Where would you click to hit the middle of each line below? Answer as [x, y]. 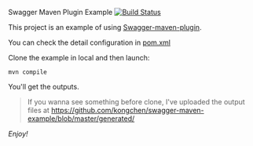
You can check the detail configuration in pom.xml [90, 42]
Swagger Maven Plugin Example [60, 12]
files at [38, 110]
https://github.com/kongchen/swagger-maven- [127, 110]
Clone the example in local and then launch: [79, 58]
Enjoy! [18, 134]
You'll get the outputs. [44, 87]
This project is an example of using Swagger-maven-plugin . [105, 27]
